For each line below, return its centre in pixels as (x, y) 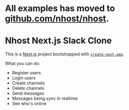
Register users (26, 73)
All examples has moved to (60, 8)
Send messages (28, 93)
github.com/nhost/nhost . (57, 19)
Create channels (28, 83)
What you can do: (22, 64)
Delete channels (28, 88)
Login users (24, 78)
